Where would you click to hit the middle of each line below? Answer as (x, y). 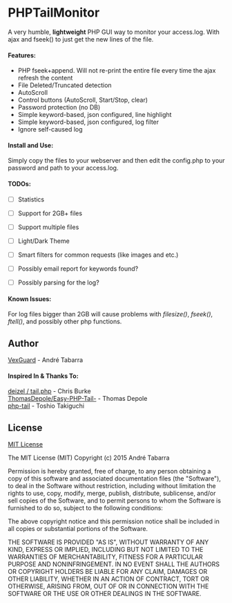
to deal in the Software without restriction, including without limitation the (112, 486)
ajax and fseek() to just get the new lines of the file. (81, 39)
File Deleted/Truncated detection (65, 85)
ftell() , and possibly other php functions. (65, 322)
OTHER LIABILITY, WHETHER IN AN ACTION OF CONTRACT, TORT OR (108, 579)
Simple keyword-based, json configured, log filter (88, 122)
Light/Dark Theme (43, 241)
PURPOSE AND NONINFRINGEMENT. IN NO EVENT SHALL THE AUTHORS (114, 564)
